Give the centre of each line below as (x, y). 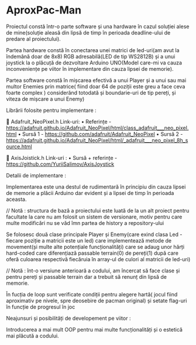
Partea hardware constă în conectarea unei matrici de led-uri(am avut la (93, 50)
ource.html (19, 146)
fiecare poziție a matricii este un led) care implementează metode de (89, 240)
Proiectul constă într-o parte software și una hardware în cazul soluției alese (98, 26)
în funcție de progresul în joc (41, 307)
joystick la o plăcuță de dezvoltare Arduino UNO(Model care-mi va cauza (94, 63)
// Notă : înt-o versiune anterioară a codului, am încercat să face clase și (93, 271)
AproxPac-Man (44, 10)
